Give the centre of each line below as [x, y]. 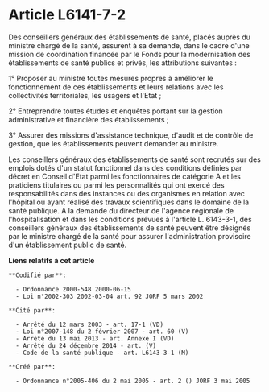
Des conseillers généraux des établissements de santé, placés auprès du [130, 37]
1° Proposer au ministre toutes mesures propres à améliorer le [111, 78]
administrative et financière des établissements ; [89, 119]
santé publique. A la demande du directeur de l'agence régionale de [121, 210]
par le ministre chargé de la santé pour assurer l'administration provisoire [130, 236]
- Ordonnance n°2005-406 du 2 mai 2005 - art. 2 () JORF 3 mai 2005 [133, 381]
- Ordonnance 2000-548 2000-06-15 [73, 289]
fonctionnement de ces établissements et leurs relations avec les [116, 87]
